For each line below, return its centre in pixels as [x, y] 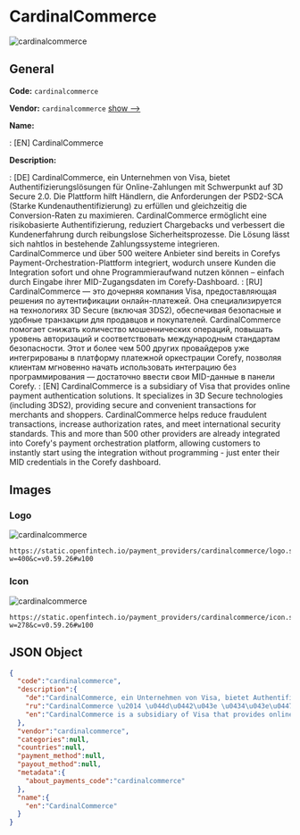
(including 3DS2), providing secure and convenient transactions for [133, 405]
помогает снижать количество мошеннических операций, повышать [142, 329]
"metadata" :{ [42, 773]
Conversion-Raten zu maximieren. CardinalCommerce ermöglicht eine [138, 215]
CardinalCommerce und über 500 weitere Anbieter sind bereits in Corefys [145, 253]
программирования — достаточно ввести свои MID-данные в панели [142, 376]
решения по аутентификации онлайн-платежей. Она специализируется [146, 300]
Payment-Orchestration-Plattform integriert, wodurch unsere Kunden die [143, 263]
